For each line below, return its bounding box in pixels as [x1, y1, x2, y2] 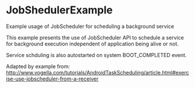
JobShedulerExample [6, 3, 113, 17]
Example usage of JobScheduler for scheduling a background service [6, 23, 174, 30]
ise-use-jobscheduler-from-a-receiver [6, 75, 99, 82]
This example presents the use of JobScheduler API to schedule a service [6, 34, 184, 41]
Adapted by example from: [6, 62, 70, 70]
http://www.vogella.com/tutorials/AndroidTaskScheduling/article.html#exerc [6, 69, 189, 76]
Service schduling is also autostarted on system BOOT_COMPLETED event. [6, 51, 187, 58]
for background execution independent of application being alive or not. [6, 40, 179, 47]
